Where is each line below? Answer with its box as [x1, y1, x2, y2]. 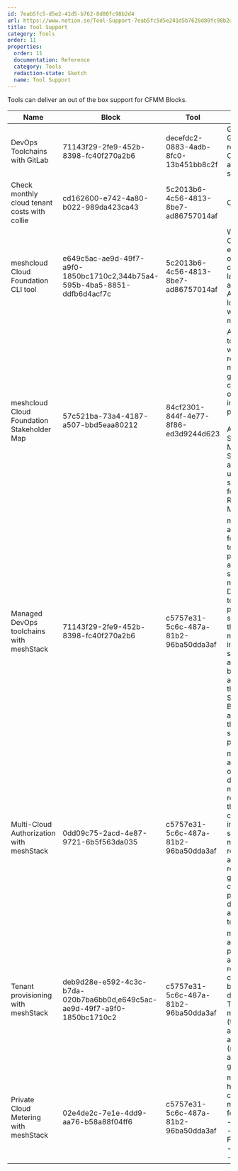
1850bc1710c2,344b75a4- [62, 271, 159, 281]
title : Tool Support [7, 23, 69, 30]
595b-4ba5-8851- [62, 281, 131, 290]
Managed [11, 609, 42, 618]
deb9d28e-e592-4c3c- [62, 977, 147, 987]
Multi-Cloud [11, 820, 52, 830]
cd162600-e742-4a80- [62, 193, 149, 203]
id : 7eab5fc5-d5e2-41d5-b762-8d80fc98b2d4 [7, 10, 135, 18]
